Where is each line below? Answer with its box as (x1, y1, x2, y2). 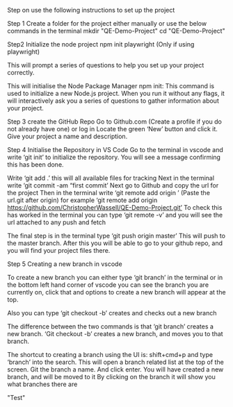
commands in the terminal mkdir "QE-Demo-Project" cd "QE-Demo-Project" (7, 27, 225, 35)
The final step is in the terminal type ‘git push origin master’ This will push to (7, 232, 226, 240)
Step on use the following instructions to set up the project (7, 6, 175, 14)
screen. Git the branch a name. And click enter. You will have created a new (7, 365, 224, 374)
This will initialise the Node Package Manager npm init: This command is (7, 82, 214, 90)
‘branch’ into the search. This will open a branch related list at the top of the (7, 358, 224, 366)
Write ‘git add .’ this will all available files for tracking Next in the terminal (7, 174, 214, 182)
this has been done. (7, 160, 64, 169)
